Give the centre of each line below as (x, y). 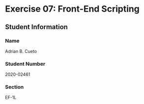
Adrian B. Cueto (21, 51)
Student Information (37, 27)
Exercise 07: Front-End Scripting (72, 9)
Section (14, 87)
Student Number (25, 64)
